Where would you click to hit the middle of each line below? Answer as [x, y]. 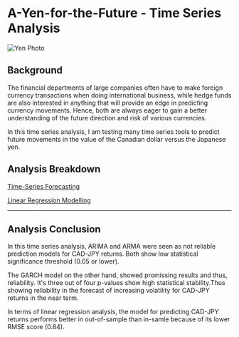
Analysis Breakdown [54, 169]
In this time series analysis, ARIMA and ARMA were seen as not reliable [112, 247]
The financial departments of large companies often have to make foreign [115, 88]
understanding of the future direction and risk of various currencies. [107, 118]
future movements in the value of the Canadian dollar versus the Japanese [117, 139]
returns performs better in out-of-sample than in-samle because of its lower [119, 319]
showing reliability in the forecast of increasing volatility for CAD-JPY [108, 291]
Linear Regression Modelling [49, 200]
